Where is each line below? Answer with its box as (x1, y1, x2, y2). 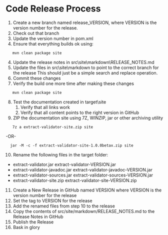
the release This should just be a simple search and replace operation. (12, 69, 158, 75)
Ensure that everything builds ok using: (12, 40, 94, 46)
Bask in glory (12, 224, 40, 230)
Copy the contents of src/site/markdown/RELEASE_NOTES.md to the (12, 208, 155, 214)
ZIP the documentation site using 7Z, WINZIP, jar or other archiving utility (12, 114, 163, 120)
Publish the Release (12, 218, 54, 225)
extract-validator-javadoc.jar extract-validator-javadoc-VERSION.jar (12, 166, 153, 172)
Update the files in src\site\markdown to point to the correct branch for (12, 64, 159, 70)
